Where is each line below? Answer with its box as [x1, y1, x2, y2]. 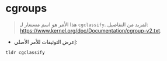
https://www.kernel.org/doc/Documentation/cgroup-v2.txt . [19, 27, 162, 34]
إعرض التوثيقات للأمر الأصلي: [13, 38, 78, 45]
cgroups [5, 2, 47, 15]
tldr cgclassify [5, 49, 45, 55]
